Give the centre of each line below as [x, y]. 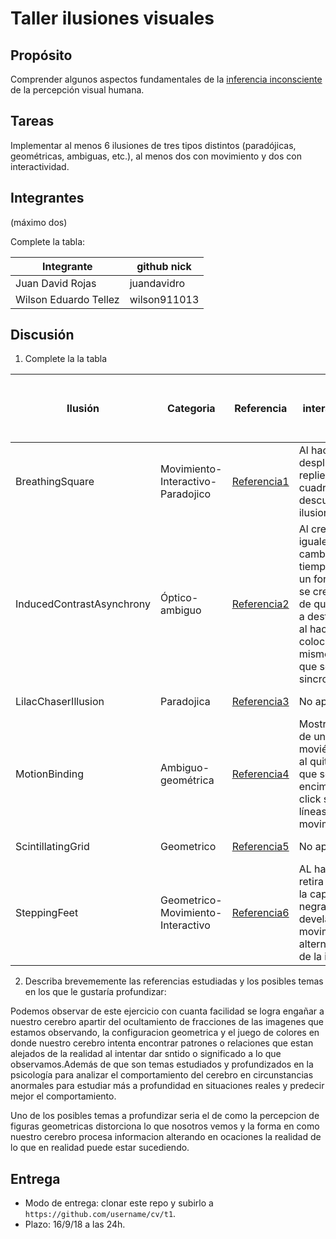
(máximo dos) [39, 222]
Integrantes [47, 198]
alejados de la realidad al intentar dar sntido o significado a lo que [146, 1054]
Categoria [191, 409]
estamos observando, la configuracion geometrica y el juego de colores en [165, 1033]
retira [311, 882]
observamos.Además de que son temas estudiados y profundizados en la [162, 1064]
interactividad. [40, 166]
